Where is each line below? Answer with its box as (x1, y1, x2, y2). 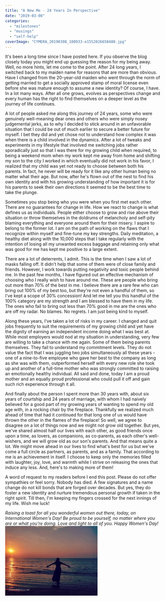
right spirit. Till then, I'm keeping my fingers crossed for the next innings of (5, 495, 157, 501)
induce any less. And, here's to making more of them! (5, 464, 114, 470)
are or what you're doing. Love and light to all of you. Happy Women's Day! (5, 520, 159, 526)
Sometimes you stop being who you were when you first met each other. (5, 199, 153, 205)
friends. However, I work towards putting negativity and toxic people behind (5, 266, 159, 272)
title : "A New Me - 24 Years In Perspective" (5, 8, 100, 13)
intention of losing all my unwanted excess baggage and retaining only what (5, 241, 160, 247)
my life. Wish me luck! (5, 500, 50, 506)
